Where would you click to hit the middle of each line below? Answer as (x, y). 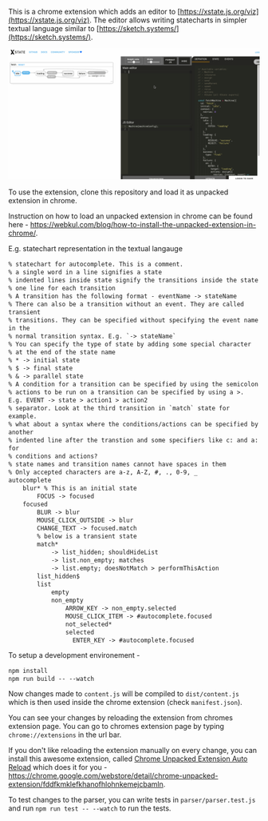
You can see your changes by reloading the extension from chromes (121, 717)
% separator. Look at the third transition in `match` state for (119, 408)
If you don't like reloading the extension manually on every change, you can (133, 750)
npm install (28, 671)
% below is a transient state (87, 536)
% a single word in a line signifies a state (85, 272)
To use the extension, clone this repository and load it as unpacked (118, 192)
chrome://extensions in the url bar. (65, 735)
